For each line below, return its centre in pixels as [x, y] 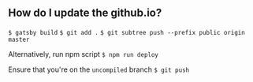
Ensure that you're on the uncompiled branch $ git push [99, 69]
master [19, 39]
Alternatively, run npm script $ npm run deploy [84, 54]
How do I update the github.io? [85, 13]
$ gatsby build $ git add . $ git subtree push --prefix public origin [127, 32]
